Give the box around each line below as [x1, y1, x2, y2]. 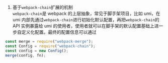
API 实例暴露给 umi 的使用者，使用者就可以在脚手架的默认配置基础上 [12, 23, 154, 29]
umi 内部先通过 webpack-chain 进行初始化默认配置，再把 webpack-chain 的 [12, 17, 159, 22]
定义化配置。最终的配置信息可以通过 [21, 29, 97, 35]
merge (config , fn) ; [5, 53, 46, 58]
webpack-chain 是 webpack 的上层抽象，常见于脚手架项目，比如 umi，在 [12, 10, 160, 16]
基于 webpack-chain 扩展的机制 [12, 4, 73, 10]
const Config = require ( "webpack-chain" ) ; [5, 44, 96, 49]
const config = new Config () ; [5, 48, 69, 53]
